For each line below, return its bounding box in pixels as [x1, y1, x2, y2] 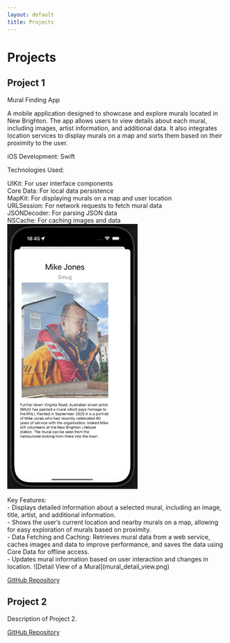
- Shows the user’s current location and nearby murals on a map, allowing [7, 518, 219, 527]
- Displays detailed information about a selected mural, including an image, [7, 503, 222, 511]
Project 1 [7, 77, 45, 89]
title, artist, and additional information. [7, 511, 116, 519]
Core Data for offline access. [7, 548, 90, 556]
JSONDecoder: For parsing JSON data [7, 209, 117, 217]
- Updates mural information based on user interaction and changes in [7, 555, 208, 564]
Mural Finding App [7, 95, 60, 104]
